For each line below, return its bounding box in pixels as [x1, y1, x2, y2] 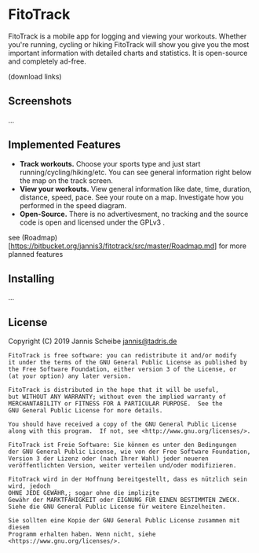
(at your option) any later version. [8, 372, 132, 380]
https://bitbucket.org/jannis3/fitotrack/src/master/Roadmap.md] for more [10, 241, 247, 251]
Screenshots [8, 94, 72, 108]
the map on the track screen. [19, 175, 114, 185]
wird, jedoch [8, 482, 51, 490]
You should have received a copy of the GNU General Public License [8, 420, 237, 429]
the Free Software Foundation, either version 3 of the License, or [8, 365, 237, 374]
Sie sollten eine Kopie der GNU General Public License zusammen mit [8, 517, 241, 525]
